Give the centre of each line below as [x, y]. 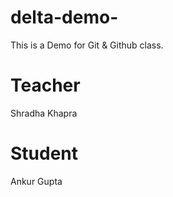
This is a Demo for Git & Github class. [87, 45]
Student [44, 153]
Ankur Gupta [36, 181]
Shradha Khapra [44, 113]
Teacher [45, 85]
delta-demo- [64, 17]
